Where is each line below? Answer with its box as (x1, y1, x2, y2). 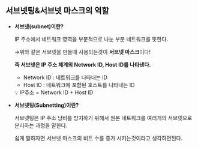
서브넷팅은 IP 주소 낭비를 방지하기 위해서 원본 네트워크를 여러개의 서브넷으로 (14, 114, 193, 121)
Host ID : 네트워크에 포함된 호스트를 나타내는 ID (23, 81, 135, 88)
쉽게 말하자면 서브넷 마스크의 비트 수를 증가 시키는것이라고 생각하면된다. (14, 134, 183, 142)
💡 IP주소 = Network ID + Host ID (14, 89, 94, 96)
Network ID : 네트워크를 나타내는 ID (23, 74, 108, 81)
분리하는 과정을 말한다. (14, 122, 68, 129)
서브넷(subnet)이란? (14, 23, 64, 30)
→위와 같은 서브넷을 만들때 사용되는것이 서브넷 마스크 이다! (14, 48, 151, 55)
